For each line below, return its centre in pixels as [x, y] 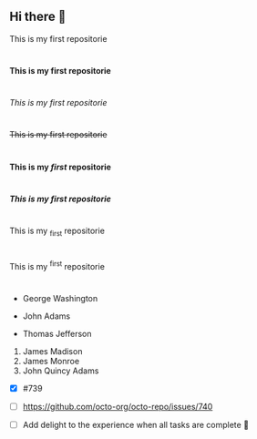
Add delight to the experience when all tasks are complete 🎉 [135, 424]
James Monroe [51, 361]
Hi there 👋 [38, 17]
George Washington [60, 298]
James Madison [52, 351]
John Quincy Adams [61, 371]
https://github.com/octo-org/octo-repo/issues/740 [118, 406]
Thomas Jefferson [57, 333]
